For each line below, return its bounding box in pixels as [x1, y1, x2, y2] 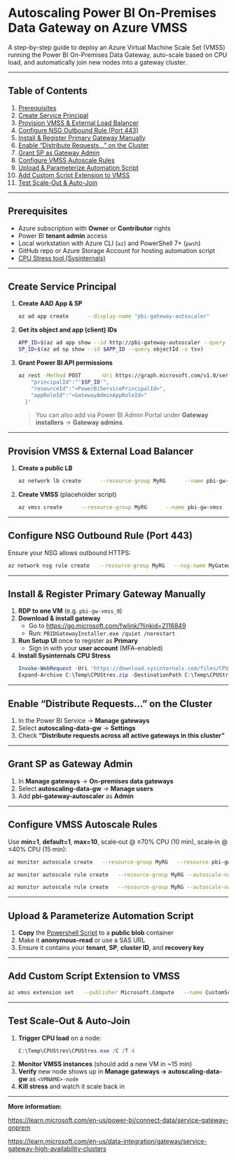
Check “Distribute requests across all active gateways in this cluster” [18, 731, 225, 739]
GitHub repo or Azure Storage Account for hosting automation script [18, 246, 216, 254]
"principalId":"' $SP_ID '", [31, 378, 110, 386]
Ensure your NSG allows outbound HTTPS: [8, 548, 132, 556]
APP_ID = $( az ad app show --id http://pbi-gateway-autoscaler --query [18, 339, 226, 346]
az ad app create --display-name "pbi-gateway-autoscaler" [18, 313, 210, 320]
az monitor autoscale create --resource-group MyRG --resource [8, 859, 209, 866]
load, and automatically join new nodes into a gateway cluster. [8, 58, 188, 66]
